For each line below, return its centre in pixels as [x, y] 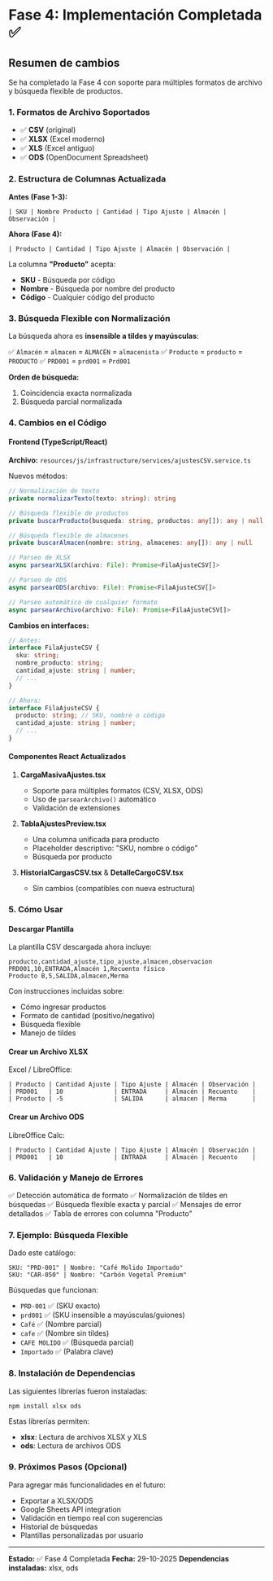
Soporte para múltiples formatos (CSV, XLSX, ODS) [118, 791]
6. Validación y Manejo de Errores [76, 1177]
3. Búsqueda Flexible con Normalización [89, 318]
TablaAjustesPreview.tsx [63, 823]
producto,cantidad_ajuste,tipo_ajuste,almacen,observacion [110, 962]
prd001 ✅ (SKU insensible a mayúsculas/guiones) [102, 1315]
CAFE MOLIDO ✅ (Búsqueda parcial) [77, 1342]
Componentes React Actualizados [67, 757]
